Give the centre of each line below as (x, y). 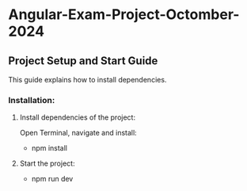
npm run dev (52, 179)
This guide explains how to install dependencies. (87, 80)
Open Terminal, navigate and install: (78, 133)
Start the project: (47, 163)
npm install (49, 148)
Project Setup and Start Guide (83, 61)
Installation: (32, 100)
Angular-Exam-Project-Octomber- (124, 15)
